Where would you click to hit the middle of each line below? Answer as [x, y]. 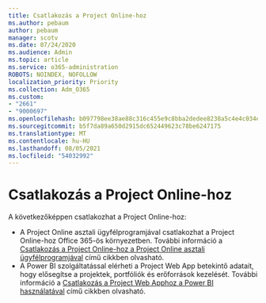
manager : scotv [33, 38]
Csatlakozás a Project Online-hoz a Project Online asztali [112, 249]
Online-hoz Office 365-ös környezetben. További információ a [121, 241]
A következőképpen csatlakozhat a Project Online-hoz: [97, 217]
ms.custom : [26, 97]
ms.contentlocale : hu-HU [49, 141]
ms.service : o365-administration [63, 67]
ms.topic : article [38, 60]
